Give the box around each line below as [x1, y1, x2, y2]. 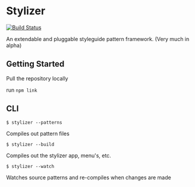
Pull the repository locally [6, 74, 68, 82]
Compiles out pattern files [6, 130, 70, 137]
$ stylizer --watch [6, 163, 55, 169]
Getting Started [6, 59, 65, 69]
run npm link [6, 86, 37, 93]
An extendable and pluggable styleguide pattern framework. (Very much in [6, 35, 190, 42]
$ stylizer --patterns [6, 119, 62, 126]
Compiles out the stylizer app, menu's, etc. [6, 152, 111, 159]
